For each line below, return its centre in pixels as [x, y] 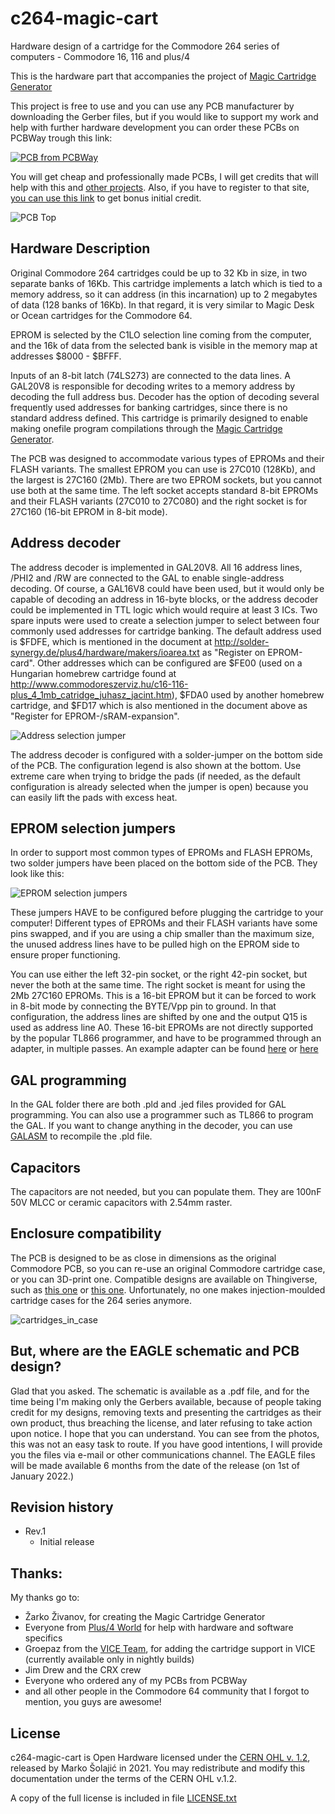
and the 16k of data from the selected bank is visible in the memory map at [164, 345]
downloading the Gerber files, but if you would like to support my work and [164, 116]
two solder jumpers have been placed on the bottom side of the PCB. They [164, 863]
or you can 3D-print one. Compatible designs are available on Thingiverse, [164, 1279]
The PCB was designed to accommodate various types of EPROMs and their [167, 458]
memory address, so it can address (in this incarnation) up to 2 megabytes [164, 294]
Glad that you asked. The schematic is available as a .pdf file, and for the [160, 1391]
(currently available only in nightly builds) [109, 1659]
